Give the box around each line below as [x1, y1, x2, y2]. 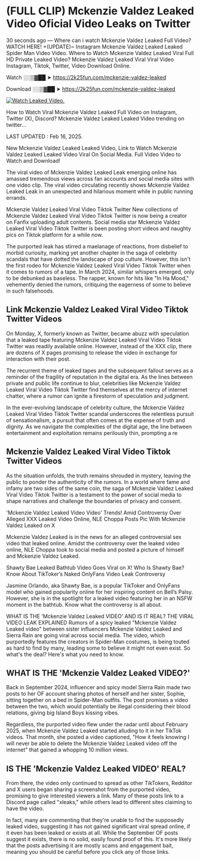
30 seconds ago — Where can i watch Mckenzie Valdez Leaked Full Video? [6, 36, 192, 44]
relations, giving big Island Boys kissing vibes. [6, 709, 119, 716]
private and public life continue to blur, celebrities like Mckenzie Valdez [6, 379, 181, 387]
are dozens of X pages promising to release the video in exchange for [6, 349, 178, 356]
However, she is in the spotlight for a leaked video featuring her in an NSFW [6, 594, 193, 602]
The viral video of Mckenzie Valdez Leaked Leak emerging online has [6, 169, 177, 176]
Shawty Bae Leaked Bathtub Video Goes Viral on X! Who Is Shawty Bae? [6, 564, 184, 571]
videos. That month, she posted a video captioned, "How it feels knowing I [6, 734, 190, 741]
